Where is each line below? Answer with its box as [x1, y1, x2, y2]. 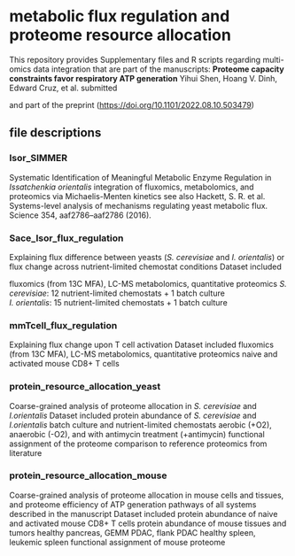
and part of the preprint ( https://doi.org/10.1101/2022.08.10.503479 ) [9, 99, 255, 110]
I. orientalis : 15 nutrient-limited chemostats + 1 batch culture [9, 297, 228, 307]
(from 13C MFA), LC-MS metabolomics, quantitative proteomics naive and [9, 349, 278, 359]
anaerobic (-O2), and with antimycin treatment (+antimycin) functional [9, 429, 266, 439]
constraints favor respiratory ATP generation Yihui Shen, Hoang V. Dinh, [9, 73, 277, 83]
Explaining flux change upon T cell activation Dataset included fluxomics [9, 339, 275, 351]
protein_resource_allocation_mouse [9, 469, 167, 482]
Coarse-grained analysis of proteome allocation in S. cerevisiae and [9, 400, 257, 411]
